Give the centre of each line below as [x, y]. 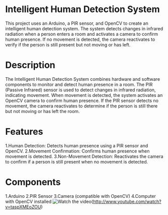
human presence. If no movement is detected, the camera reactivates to [80, 39]
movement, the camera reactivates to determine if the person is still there [81, 106]
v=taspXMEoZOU [23, 207]
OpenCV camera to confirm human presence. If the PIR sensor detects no [82, 100]
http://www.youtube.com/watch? [127, 201]
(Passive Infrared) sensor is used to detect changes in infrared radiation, [80, 90]
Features [24, 132]
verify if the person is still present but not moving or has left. [68, 44]
